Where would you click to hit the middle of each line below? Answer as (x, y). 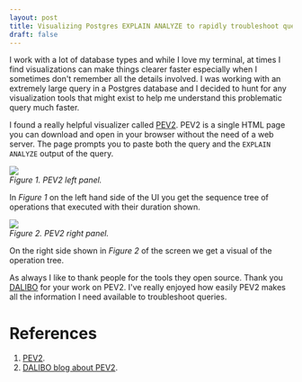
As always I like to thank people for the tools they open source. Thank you (146, 278)
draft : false (34, 34)
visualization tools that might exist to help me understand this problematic (146, 98)
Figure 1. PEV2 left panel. (56, 180)
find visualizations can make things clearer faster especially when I (133, 69)
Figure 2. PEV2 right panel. (59, 234)
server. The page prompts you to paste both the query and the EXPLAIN (140, 144)
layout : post (34, 18)
